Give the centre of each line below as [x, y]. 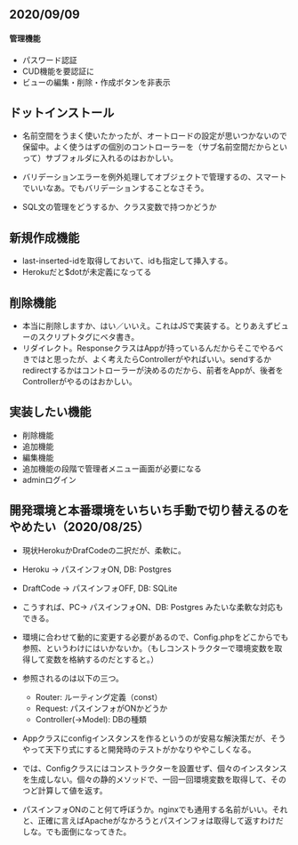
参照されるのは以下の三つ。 [73, 678]
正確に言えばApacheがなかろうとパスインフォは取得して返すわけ [157, 820]
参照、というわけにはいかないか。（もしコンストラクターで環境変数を [148, 648]
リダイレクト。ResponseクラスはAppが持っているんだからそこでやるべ [153, 348]
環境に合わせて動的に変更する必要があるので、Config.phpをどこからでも [155, 637]
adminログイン [49, 479]
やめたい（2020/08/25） [79, 527]
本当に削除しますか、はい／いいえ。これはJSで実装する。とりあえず [148, 326]
